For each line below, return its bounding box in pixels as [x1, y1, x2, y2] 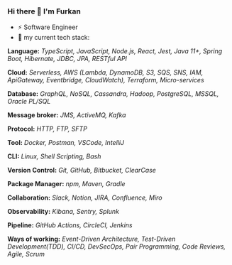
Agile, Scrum [7, 250, 45, 259]
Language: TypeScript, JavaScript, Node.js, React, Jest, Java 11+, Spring [7, 47, 223, 55]
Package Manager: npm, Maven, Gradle [7, 180, 126, 188]
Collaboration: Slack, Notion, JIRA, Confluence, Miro [7, 193, 162, 202]
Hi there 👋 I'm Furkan [7, 6, 82, 16]
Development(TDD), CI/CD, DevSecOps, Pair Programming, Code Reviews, [7, 242, 226, 251]
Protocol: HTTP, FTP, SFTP [7, 124, 87, 134]
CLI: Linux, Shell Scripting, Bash [7, 152, 101, 161]
